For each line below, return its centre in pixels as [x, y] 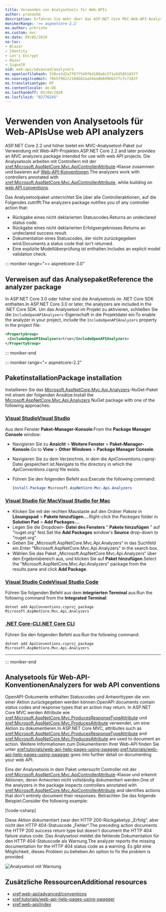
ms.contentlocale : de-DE [31, 88]
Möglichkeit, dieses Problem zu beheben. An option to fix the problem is [78, 852]
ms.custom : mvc [21, 33]
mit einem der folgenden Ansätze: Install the [49, 395]
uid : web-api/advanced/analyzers [40, 70]
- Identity [16, 51]
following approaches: [28, 405]
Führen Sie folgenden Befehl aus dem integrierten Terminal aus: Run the [79, 593]
